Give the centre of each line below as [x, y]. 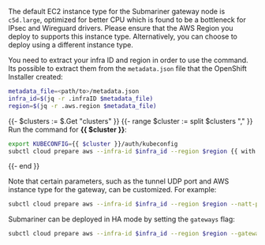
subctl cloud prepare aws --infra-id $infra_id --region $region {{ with [132, 151]
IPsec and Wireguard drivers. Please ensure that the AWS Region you [121, 28]
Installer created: [35, 77]
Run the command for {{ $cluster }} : [68, 129]
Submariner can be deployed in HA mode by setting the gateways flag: [121, 219]
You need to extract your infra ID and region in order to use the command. [128, 60]
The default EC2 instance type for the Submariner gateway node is [117, 11]
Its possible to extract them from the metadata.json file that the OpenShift [127, 69]
